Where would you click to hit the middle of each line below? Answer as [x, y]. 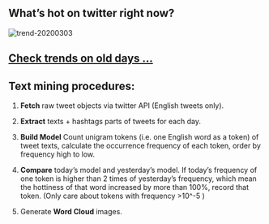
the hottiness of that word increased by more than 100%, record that [134, 187]
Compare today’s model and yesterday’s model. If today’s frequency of [139, 170]
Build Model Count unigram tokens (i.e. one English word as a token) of [139, 137]
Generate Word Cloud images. [71, 212]
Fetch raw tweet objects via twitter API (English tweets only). [122, 106]
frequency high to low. [58, 154]
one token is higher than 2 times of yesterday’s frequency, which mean [138, 179]
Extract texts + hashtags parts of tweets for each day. [110, 122]
